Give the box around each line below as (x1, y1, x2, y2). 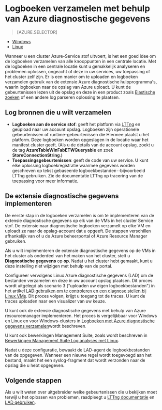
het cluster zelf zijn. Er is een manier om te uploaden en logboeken (5, 74, 138, 79)
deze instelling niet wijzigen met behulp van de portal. (5, 263, 113, 269)
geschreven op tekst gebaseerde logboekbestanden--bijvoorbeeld (12, 168, 146, 173)
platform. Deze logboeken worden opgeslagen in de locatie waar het (12, 137, 149, 142)
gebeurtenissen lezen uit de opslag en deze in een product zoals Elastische (5, 89, 156, 95)
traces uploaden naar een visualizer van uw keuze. (5, 298, 106, 304)
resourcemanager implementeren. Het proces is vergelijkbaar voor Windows (5, 313, 157, 318)
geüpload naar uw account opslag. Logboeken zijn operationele (12, 126, 139, 132)
